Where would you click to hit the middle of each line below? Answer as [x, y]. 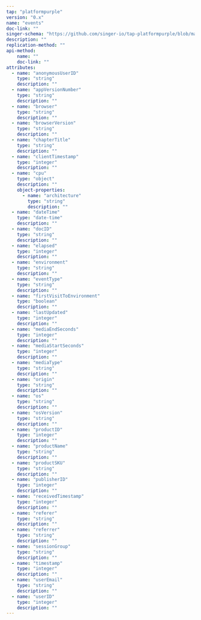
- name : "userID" [33, 597]
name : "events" [25, 23]
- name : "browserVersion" [44, 123]
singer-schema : [25, 34]
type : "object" [36, 179]
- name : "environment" [40, 262]
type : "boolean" [37, 301]
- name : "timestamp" [37, 563]
